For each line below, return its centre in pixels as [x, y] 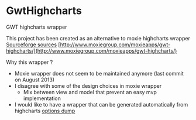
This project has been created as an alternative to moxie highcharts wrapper [98, 38]
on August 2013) [34, 80]
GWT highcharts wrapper [37, 27]
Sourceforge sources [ [33, 44]
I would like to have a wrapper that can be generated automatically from [101, 104]
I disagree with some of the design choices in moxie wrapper [88, 85]
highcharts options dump [45, 111]
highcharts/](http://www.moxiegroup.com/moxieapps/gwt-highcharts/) [92, 50]
